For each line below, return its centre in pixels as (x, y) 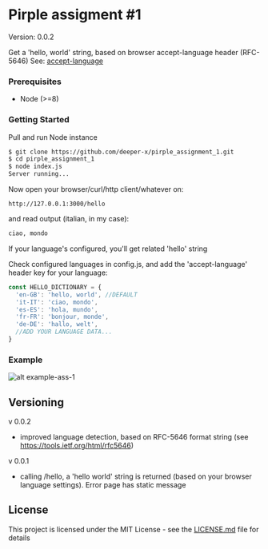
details (19, 538)
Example (26, 360)
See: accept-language (67, 61)
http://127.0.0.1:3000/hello (57, 204)
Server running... (39, 174)
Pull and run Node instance (53, 137)
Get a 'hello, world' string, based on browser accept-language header (123, 52)
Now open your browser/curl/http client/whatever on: (96, 189)
